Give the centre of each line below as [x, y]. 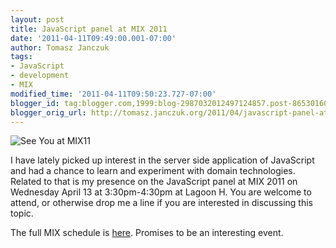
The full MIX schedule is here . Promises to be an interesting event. [147, 233]
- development [40, 76]
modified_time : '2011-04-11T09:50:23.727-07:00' [113, 94]
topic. [22, 213]
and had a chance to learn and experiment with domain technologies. [153, 171]
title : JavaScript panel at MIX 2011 [89, 29]
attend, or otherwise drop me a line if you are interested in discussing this [161, 203]
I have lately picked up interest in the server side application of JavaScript [162, 160]
